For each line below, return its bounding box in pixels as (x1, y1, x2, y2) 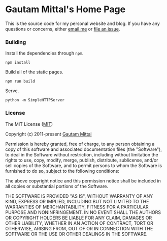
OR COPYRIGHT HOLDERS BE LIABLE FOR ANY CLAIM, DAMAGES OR (5, 215, 152, 221)
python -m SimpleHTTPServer (5, 98, 65, 103)
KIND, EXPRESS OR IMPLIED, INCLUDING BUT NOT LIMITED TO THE (5, 198, 149, 204)
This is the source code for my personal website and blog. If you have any (5, 20, 160, 26)
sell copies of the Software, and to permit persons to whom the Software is (5, 162, 162, 169)
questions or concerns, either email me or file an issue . (5, 25, 120, 32)
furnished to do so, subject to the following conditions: (5, 168, 119, 174)
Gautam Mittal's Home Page (5, 4, 126, 15)
